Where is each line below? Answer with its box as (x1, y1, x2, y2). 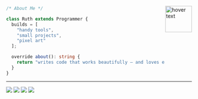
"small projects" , (16, 32, 62, 38)
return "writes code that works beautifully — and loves (16, 59, 160, 65)
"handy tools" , (16, 27, 54, 33)
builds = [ (11, 21, 38, 28)
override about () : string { (11, 54, 81, 60)
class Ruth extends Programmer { (6, 16, 88, 22)
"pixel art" (16, 38, 46, 44)
